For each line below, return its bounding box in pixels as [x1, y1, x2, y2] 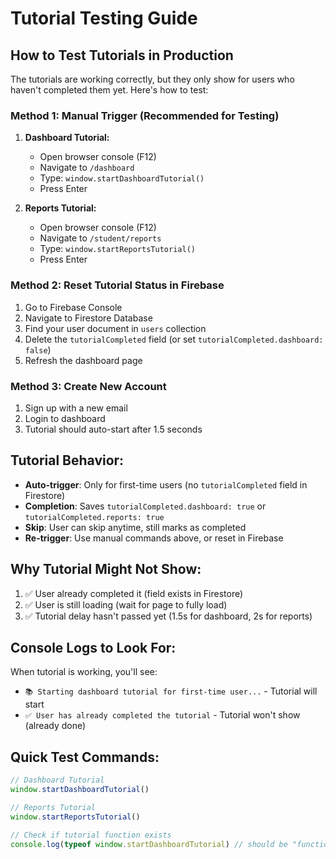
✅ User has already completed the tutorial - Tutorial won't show [24, 709, 301, 721]
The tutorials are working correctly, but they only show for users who [10, 73, 295, 85]
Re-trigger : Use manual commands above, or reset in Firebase [24, 532, 284, 544]
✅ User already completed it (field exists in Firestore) [24, 587, 244, 599]
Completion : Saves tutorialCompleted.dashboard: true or [24, 500, 267, 512]
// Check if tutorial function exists [10, 830, 172, 840]
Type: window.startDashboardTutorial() [39, 172, 205, 184]
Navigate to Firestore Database [24, 312, 153, 324]
